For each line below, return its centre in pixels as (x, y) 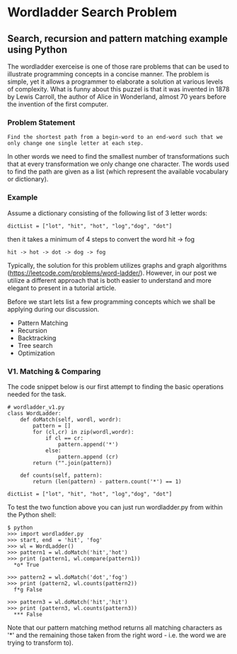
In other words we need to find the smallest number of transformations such (118, 157)
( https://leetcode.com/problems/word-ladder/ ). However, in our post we (112, 273)
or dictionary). (28, 179)
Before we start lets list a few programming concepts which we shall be (111, 301)
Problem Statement (41, 123)
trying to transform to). (40, 643)
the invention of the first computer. (58, 104)
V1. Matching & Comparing (54, 371)
